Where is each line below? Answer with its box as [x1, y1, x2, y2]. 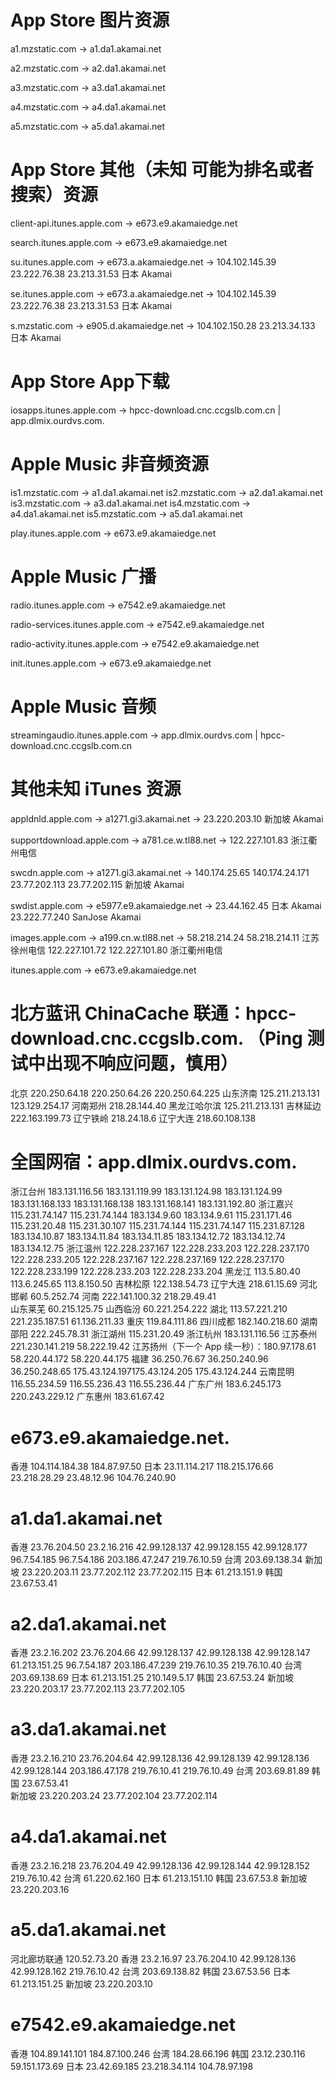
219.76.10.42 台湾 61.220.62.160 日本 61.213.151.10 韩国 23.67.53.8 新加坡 [10, 1872, 308, 1885]
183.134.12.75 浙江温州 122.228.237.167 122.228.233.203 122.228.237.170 [10, 1242, 310, 1255]
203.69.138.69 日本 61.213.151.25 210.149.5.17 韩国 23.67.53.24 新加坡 [10, 1672, 295, 1684]
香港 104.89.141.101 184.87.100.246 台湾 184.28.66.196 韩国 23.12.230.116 [10, 2048, 306, 2060]
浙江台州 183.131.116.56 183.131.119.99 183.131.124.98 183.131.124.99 [10, 1186, 283, 1198]
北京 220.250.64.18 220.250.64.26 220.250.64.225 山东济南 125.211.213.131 [10, 1087, 320, 1099]
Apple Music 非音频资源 [10, 453, 209, 475]
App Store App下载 [10, 371, 170, 393]
